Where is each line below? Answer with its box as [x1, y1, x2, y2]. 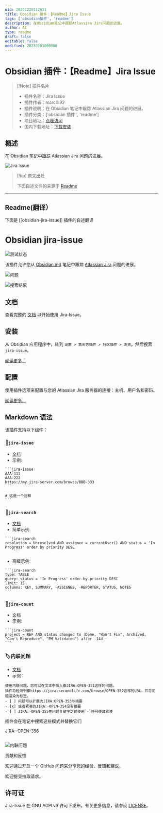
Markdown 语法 [5, 413, 53, 421]
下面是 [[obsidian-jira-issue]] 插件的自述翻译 [5, 217, 94, 223]
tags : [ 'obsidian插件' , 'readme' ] [5, 16, 74, 21]
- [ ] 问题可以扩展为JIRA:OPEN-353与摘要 [5, 699, 82, 703]
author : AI [5, 25, 27, 30]
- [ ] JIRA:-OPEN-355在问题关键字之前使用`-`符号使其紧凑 [5, 709, 113, 714]
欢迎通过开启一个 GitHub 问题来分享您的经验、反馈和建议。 [5, 763, 124, 769]
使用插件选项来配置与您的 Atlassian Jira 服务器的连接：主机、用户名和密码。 [5, 387, 158, 393]
